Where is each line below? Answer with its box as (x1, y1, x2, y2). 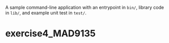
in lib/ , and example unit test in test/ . (5, 10, 87, 16)
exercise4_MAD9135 (5, 28, 96, 39)
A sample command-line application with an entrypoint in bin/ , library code (5, 5, 164, 10)
